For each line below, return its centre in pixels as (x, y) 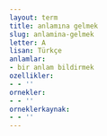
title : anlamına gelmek (54, 26)
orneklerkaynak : (40, 109)
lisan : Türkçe (36, 51)
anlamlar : (28, 59)
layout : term (34, 17)
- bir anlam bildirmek (52, 68)
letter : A (28, 42)
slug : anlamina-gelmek (52, 34)
